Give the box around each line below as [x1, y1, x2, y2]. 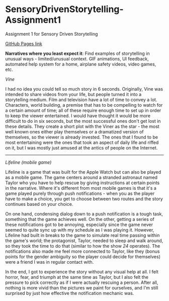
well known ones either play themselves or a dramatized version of [5, 128, 144, 134]
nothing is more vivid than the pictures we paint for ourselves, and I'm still [5, 284, 158, 290]
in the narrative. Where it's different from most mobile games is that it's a [5, 185, 157, 191]
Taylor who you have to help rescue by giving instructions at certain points [5, 180, 160, 186]
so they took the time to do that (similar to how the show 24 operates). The [5, 243, 160, 249]
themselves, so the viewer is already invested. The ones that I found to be [5, 134, 158, 140]
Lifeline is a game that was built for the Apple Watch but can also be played [5, 169, 161, 175]
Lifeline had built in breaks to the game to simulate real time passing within [5, 232, 160, 238]
